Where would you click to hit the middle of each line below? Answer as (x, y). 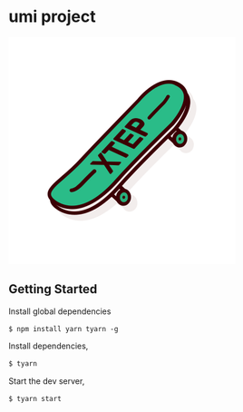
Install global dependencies (60, 311)
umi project (52, 17)
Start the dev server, (47, 381)
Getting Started (53, 289)
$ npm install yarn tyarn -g (63, 329)
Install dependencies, (49, 346)
